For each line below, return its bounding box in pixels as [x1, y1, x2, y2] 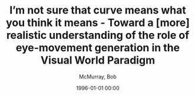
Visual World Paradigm [40, 54, 156, 67]
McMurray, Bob [79, 73, 117, 80]
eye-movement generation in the [15, 41, 180, 55]
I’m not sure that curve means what [9, 4, 186, 17]
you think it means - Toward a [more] [5, 16, 190, 29]
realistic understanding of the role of [6, 29, 190, 42]
